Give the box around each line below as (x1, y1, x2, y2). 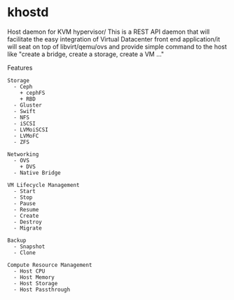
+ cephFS (20, 89, 46, 96)
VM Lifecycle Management (7, 181, 80, 188)
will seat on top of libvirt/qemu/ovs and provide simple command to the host (7, 42, 228, 51)
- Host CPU (13, 268, 46, 275)
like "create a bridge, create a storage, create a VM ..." (7, 50, 165, 58)
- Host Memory (13, 273, 55, 281)
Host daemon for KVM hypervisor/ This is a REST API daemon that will (7, 27, 210, 36)
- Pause (13, 200, 36, 207)
